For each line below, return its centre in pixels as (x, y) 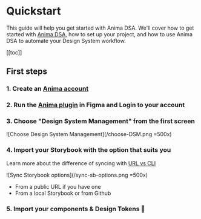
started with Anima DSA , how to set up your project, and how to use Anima (99, 34)
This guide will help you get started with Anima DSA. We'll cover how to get (100, 28)
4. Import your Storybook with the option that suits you (89, 150)
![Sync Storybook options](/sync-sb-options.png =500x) (77, 175)
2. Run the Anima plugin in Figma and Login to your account (96, 105)
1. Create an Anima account (48, 89)
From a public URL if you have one (58, 186)
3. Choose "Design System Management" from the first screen (101, 121)
